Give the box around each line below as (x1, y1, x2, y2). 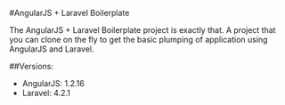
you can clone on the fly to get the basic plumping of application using (9, 35, 268, 44)
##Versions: (9, 61, 53, 71)
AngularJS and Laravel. (9, 44, 94, 54)
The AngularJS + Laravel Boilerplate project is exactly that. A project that (9, 25, 276, 35)
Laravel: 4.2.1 (21, 88, 71, 98)
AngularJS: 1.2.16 (21, 78, 85, 88)
